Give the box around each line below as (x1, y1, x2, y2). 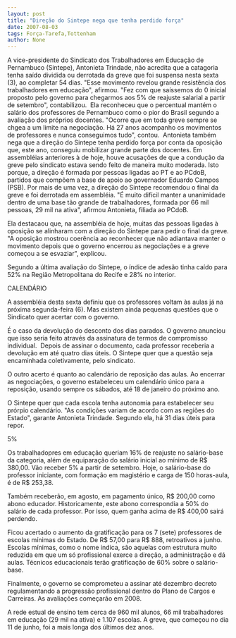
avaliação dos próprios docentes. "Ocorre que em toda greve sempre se (7, 116, 218, 124)
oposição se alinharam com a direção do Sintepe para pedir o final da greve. (7, 227, 229, 235)
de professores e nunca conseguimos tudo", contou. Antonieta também (7, 131, 217, 140)
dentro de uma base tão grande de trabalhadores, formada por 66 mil (7, 198, 209, 207)
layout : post (7, 10, 46, 18)
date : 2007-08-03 (7, 23, 58, 30)
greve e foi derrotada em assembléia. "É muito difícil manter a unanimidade (7, 191, 225, 200)
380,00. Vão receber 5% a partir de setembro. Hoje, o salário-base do (7, 463, 211, 472)
